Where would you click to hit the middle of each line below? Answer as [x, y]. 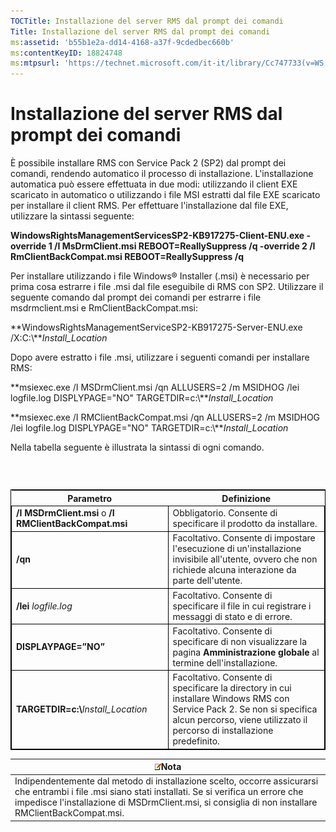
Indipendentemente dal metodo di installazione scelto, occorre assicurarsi [166, 781]
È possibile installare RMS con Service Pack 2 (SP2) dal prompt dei [148, 163]
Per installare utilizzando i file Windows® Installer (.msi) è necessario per [160, 276]
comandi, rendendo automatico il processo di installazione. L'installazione [162, 174]
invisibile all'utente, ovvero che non [245, 559]
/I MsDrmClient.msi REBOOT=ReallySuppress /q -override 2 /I [185, 246]
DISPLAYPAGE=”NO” [60, 647]
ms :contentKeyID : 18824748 [66, 53]
